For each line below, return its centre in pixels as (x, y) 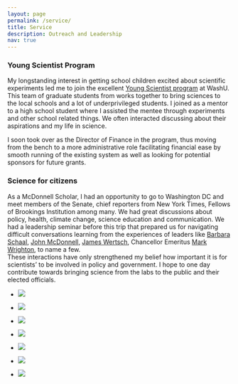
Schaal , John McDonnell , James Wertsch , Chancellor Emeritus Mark (107, 242)
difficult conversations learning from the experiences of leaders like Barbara (119, 234)
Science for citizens (43, 181)
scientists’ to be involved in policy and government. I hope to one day (109, 265)
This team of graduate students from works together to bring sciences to (114, 96)
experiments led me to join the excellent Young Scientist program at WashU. (118, 88)
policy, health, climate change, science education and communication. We (116, 219)
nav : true (22, 41)
